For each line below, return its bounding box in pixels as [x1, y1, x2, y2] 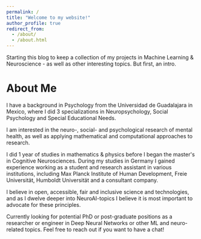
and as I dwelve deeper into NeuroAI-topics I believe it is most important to [6, 195, 193, 202]
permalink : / [6, 8, 39, 15]
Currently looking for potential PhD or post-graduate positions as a [6, 213, 173, 220]
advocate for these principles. [6, 201, 81, 208]
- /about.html [12, 37, 47, 43]
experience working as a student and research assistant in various [6, 163, 172, 170]
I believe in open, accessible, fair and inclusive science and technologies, [6, 188, 189, 195]
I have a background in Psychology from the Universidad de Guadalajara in [6, 101, 193, 109]
